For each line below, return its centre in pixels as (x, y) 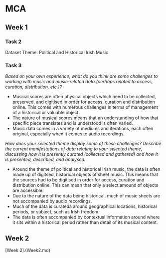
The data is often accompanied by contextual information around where (86, 217)
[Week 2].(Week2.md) (28, 250)
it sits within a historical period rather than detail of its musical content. (85, 222)
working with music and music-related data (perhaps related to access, (79, 82)
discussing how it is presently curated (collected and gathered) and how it (82, 154)
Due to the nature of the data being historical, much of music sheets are (86, 196)
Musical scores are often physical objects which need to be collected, (84, 97)
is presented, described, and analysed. (45, 160)
